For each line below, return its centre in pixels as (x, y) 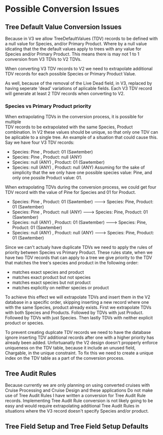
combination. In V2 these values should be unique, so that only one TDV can (81, 132)
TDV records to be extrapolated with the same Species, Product (69, 127)
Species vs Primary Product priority (48, 106)
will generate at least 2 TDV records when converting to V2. (65, 94)
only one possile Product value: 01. (47, 178)
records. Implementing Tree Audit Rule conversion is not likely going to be (79, 401)
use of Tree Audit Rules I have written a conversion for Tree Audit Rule (75, 396)
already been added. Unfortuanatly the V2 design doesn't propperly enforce (81, 343)
